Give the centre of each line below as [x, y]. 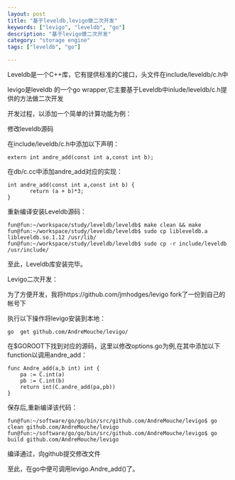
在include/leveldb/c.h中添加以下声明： [64, 144]
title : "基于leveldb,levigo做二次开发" [62, 21]
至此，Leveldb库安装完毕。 [47, 264]
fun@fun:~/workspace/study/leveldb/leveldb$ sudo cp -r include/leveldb [117, 244]
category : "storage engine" [49, 41]
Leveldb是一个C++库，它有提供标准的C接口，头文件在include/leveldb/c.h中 [118, 74]
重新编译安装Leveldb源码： [47, 212]
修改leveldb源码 [31, 129]
